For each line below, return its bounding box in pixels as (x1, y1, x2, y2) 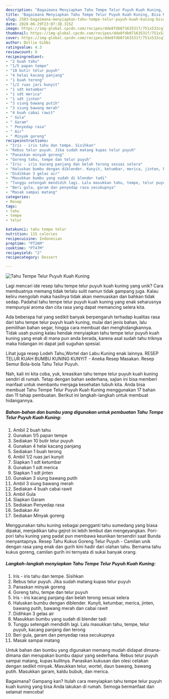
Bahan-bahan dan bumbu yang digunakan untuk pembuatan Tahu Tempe (6, 409, 163, 415)
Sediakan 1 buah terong (13, 449, 62, 455)
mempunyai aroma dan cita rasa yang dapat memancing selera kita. (6, 304, 146, 310)
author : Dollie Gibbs (6, 40, 51, 45)
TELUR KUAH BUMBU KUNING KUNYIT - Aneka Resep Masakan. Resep (6, 356, 154, 362)
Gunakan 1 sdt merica (13, 465, 58, 471)
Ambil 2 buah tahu (13, 427, 51, 433)
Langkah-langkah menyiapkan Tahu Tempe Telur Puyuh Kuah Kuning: (6, 560, 156, 566)
